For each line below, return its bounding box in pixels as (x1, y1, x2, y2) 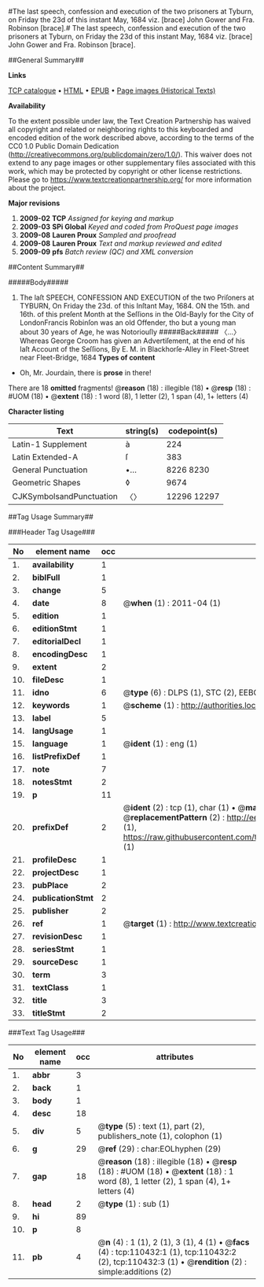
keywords (32, 700, 71, 710)
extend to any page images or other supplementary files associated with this (8, 158, 256, 168)
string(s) (125, 426, 159, 436)
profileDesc (32, 854, 77, 865)
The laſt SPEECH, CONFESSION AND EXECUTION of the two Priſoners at (19, 293, 255, 302)
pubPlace (32, 880, 69, 891)
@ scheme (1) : (123, 700, 179, 710)
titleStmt (32, 1008, 65, 1018)
